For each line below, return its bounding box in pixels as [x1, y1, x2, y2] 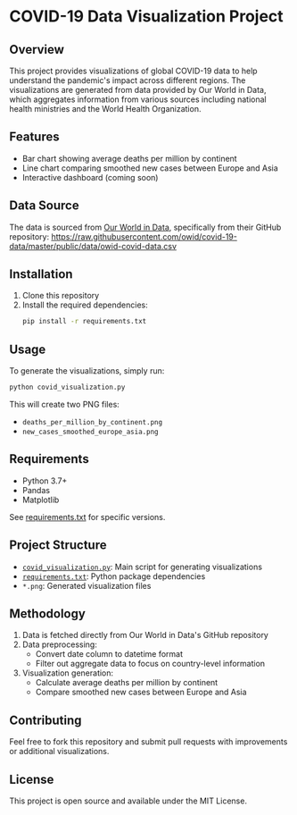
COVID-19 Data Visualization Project [9, 6, 284, 27]
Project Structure [9, 538, 107, 553]
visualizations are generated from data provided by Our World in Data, [9, 85, 267, 95]
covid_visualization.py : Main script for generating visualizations [21, 561, 263, 572]
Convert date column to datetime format [35, 649, 184, 660]
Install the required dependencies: [21, 299, 149, 310]
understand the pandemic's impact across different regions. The [9, 75, 246, 86]
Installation [9, 266, 73, 282]
